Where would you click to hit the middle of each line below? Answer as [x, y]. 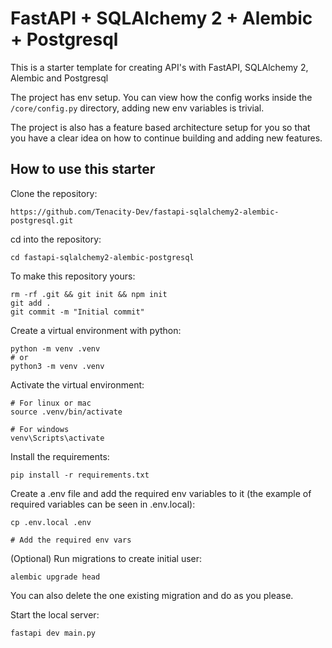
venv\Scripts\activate [57, 438]
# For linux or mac [51, 403]
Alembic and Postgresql [59, 78]
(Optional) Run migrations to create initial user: [106, 558]
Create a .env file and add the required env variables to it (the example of [161, 493]
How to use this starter [83, 169]
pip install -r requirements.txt [80, 475]
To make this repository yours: [73, 276]
